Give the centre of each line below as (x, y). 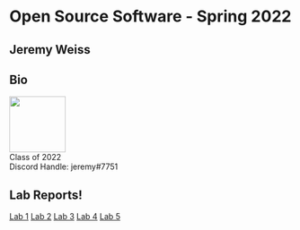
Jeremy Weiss (50, 50)
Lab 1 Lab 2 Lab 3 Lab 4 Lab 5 (65, 217)
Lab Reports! (46, 195)
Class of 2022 (35, 158)
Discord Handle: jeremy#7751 (64, 166)
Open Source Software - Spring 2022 (150, 17)
